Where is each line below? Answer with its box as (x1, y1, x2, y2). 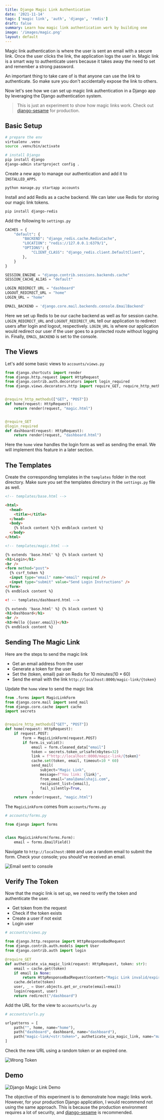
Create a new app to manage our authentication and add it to (5, 170, 128, 176)
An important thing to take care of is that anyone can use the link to (5, 73, 141, 79)
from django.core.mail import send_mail (5, 700, 89, 705)
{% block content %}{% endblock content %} (14, 525, 104, 530)
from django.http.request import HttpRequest (5, 375, 99, 380)
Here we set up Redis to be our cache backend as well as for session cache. (5, 312, 159, 318)
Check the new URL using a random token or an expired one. (5, 1048, 128, 1053)
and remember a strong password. (5, 63, 75, 69)
